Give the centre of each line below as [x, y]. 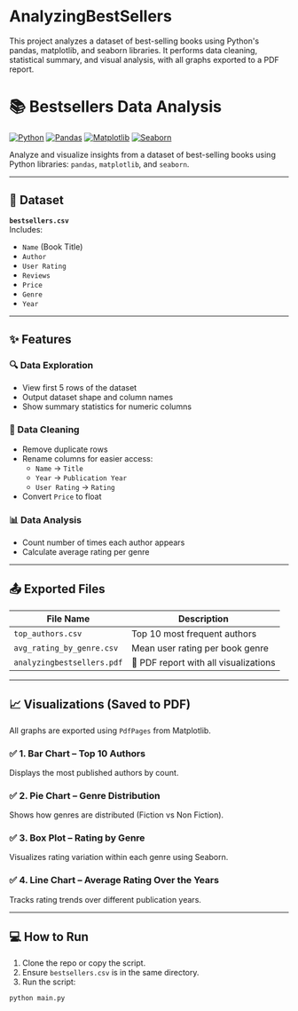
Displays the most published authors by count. [94, 772]
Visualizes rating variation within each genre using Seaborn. [119, 857]
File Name [68, 619]
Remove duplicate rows [65, 449]
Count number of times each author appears [103, 542]
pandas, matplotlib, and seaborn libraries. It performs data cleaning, [133, 50]
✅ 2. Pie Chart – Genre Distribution [85, 795]
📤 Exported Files [57, 589]
